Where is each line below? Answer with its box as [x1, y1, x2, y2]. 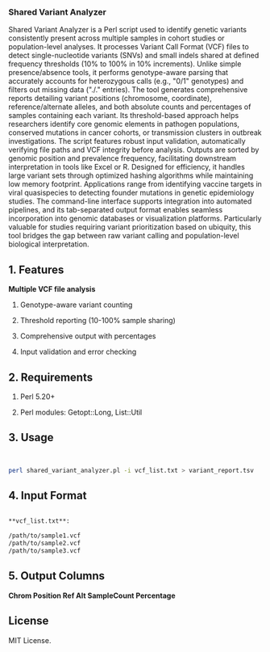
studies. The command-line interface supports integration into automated [8, 196, 252, 206]
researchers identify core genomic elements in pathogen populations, [8, 120, 240, 129]
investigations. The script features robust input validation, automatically [8, 137, 246, 146]
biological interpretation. [8, 239, 90, 249]
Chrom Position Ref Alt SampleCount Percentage [8, 591, 176, 600]
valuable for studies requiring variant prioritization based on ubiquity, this [8, 222, 251, 232]
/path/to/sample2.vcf [8, 540, 81, 548]
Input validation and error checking [19, 347, 137, 357]
